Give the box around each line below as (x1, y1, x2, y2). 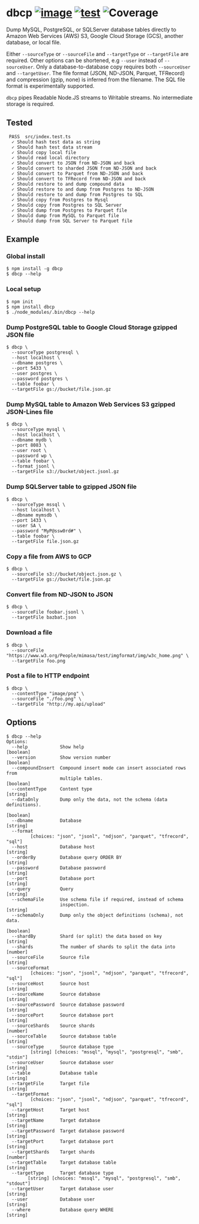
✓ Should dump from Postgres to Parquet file (11, 207, 128, 213)
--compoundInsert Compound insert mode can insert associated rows (11, 765, 186, 771)
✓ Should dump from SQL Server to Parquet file (11, 218, 133, 224)
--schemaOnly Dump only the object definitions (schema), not (11, 912, 184, 918)
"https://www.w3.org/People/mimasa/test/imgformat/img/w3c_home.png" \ (6, 652, 189, 658)
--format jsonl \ (11, 464, 55, 470)
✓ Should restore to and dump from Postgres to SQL (11, 191, 144, 198)
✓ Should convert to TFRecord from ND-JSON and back (11, 176, 146, 182)
